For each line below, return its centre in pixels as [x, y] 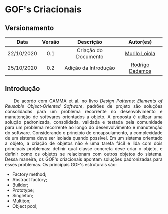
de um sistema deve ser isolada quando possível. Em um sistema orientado [84, 138]
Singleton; [23, 195]
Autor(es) [140, 42]
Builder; [20, 185]
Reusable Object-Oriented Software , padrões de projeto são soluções [84, 106]
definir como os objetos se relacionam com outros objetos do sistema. [84, 154]
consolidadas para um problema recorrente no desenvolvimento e [84, 111]
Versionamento [30, 28]
